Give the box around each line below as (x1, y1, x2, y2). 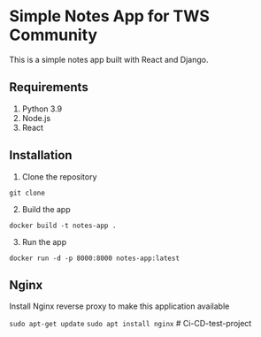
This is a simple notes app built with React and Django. (9, 54, 209, 65)
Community (9, 25, 98, 45)
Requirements (9, 80, 88, 95)
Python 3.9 (21, 103, 63, 114)
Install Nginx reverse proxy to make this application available (9, 301, 230, 311)
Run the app (21, 236, 67, 247)
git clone (9, 188, 46, 197)
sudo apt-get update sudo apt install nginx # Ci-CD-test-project (9, 318, 252, 329)
